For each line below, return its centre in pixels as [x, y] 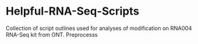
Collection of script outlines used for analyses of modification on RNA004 [99, 28]
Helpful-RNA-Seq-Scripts [72, 11]
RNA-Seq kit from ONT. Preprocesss [52, 34]
